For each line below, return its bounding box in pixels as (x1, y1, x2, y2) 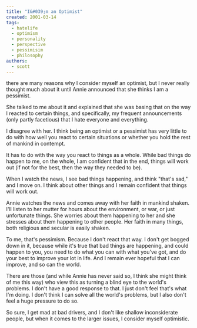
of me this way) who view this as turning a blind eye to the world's (6, 278, 166, 286)
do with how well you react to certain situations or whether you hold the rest (6, 134, 191, 141)
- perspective (11, 42, 46, 48)
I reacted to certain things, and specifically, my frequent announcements (6, 110, 182, 117)
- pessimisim (11, 47, 44, 53)
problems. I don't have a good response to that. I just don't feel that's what (6, 285, 187, 292)
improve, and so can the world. (6, 261, 81, 268)
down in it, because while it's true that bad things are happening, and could (6, 242, 189, 250)
